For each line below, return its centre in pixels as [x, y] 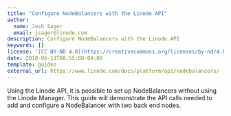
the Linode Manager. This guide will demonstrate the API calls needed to [110, 97]
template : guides [32, 65]
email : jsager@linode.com [51, 33]
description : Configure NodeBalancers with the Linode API [93, 39]
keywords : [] [26, 45]
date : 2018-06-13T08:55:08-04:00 [55, 58]
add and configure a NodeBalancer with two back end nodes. [94, 105]
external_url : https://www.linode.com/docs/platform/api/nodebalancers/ [113, 71]
